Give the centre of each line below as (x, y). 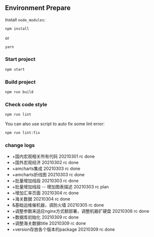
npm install (17, 29)
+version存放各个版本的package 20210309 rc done (63, 229)
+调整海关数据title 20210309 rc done (49, 223)
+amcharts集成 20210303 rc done (46, 169)
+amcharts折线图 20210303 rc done (48, 175)
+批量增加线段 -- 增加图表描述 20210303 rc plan (60, 187)
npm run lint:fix (23, 133)
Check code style (26, 104)
